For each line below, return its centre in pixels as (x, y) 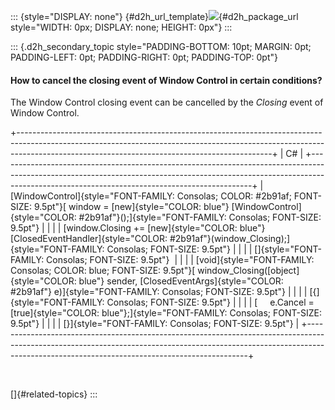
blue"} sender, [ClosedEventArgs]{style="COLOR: (181, 281)
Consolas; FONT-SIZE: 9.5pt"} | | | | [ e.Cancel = (210, 302)
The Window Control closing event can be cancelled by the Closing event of (167, 102)
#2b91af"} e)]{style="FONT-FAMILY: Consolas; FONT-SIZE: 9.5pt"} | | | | (159, 292)
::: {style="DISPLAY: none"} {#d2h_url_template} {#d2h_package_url (154, 16)
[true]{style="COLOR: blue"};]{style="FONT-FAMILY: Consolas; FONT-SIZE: (166, 313)
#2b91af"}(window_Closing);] (230, 239)
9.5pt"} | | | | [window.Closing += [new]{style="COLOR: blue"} (138, 228)
